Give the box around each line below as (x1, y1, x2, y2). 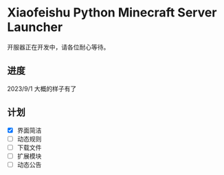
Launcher (7, 19, 63, 35)
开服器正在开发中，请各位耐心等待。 (7, 43, 110, 51)
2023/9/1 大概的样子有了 (7, 84, 77, 93)
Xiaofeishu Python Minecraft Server (7, 5, 217, 21)
